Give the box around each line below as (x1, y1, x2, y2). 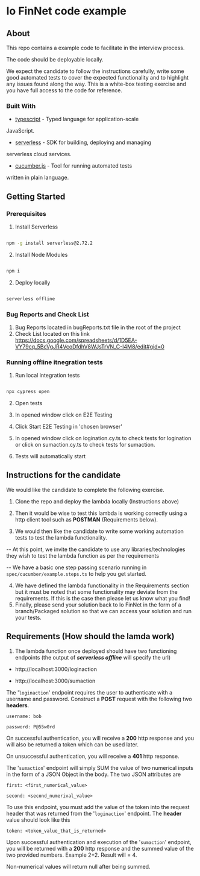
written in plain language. (6, 174, 69, 181)
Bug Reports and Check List (6, 310, 89, 318)
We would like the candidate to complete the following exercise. (6, 486, 164, 493)
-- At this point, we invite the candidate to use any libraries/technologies (6, 546, 186, 553)
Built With (6, 101, 36, 110)
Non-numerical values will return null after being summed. (6, 863, 151, 870)
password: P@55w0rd (6, 723, 55, 730)
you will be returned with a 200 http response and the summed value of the (6, 845, 194, 852)
